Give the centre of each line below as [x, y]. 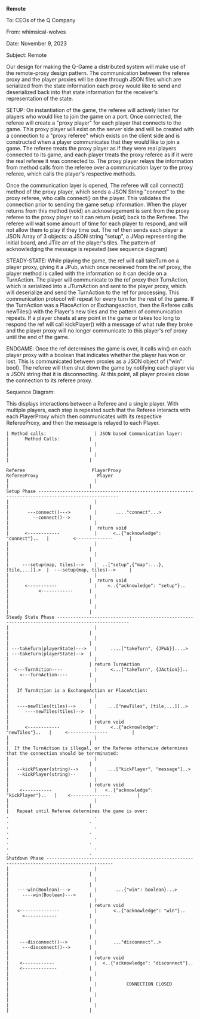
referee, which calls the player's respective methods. [71, 174]
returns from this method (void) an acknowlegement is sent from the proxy [98, 211]
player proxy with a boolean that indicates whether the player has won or [96, 355]
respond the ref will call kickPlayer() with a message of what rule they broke [99, 324]
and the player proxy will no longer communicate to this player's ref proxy [97, 331]
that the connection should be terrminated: [62, 754]
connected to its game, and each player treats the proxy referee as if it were [99, 155]
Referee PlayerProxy [64, 470]
